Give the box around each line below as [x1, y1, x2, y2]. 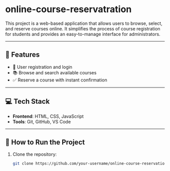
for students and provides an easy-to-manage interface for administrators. [5, 31, 161, 37]
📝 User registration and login [12, 64, 72, 70]
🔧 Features [5, 51, 40, 59]
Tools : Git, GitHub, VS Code [12, 118, 71, 124]
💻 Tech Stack [5, 97, 50, 106]
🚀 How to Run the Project [5, 138, 85, 146]
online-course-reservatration [5, 4, 132, 15]
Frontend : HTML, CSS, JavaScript [12, 113, 84, 119]
